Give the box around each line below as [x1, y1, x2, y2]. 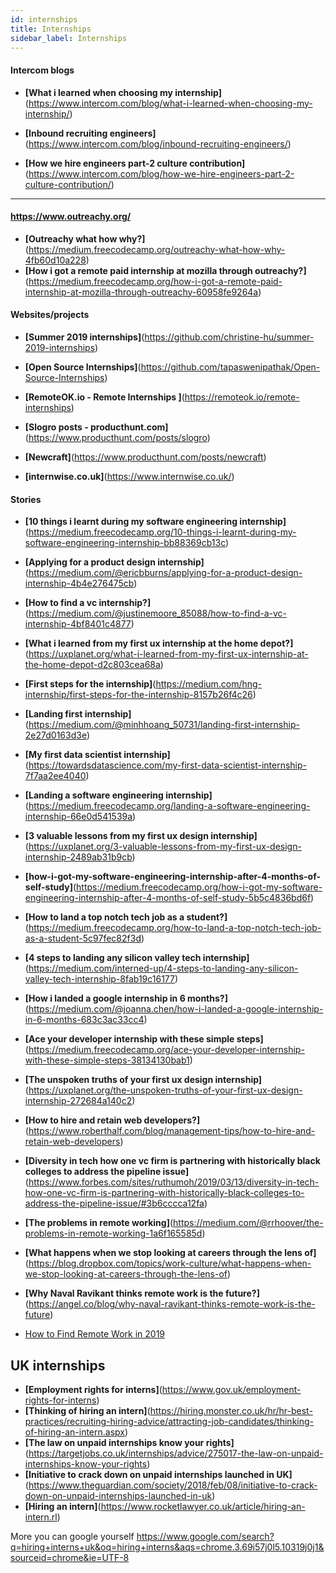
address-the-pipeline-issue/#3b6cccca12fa [24, 1197, 205, 1210]
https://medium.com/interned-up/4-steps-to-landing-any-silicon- [28, 962, 299, 975]
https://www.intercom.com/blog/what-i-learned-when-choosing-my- [28, 97, 313, 109]
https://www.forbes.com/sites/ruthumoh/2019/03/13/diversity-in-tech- [28, 1176, 320, 1188]
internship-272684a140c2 [24, 1095, 133, 1107]
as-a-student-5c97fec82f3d [24, 932, 142, 945]
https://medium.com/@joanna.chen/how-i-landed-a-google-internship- [28, 1003, 324, 1015]
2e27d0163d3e [24, 729, 87, 741]
